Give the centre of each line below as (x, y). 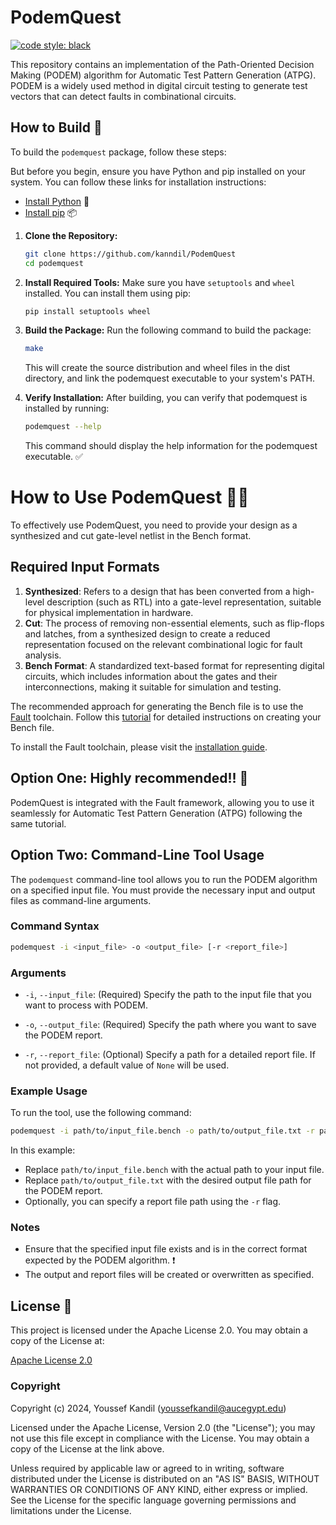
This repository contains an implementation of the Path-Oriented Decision (162, 64)
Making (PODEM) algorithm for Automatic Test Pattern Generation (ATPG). (163, 75)
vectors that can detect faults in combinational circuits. (123, 96)
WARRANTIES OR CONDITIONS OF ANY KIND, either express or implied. (159, 1489)
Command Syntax (55, 926)
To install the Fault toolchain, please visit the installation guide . (139, 747)
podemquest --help (63, 427)
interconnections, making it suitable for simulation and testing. (153, 687)
